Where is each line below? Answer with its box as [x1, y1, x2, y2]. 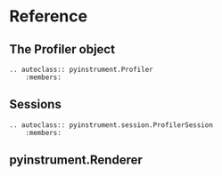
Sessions [9, 97, 62, 112]
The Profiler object [9, 42, 116, 57]
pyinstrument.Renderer [9, 153, 143, 168]
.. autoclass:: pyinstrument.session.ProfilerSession [9, 120, 214, 130]
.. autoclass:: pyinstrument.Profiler [9, 65, 153, 74]
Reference [9, 6, 87, 27]
